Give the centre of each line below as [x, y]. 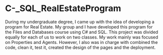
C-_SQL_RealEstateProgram [63, 8]
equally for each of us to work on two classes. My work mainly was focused [81, 37]
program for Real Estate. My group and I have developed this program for [79, 27]
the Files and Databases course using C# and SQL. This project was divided [81, 32]
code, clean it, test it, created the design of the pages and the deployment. [80, 47]
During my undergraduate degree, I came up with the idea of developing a [80, 22]
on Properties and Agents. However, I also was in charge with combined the [81, 42]
